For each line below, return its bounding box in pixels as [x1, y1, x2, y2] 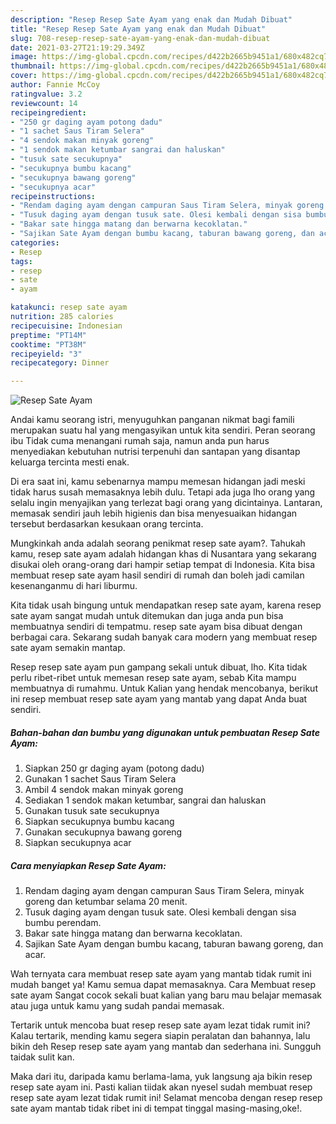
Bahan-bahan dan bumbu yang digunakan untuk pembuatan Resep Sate [10, 726, 320, 738]
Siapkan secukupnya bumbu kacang [24, 816, 175, 828]
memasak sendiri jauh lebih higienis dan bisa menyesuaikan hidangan [10, 507, 298, 520]
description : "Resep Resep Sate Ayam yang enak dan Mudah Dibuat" [10, 14, 293, 25]
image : [10, 52, 38, 62]
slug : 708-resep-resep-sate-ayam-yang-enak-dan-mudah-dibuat [10, 33, 271, 43]
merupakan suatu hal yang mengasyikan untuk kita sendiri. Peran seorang [10, 424, 316, 436]
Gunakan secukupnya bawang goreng [24, 826, 183, 838]
